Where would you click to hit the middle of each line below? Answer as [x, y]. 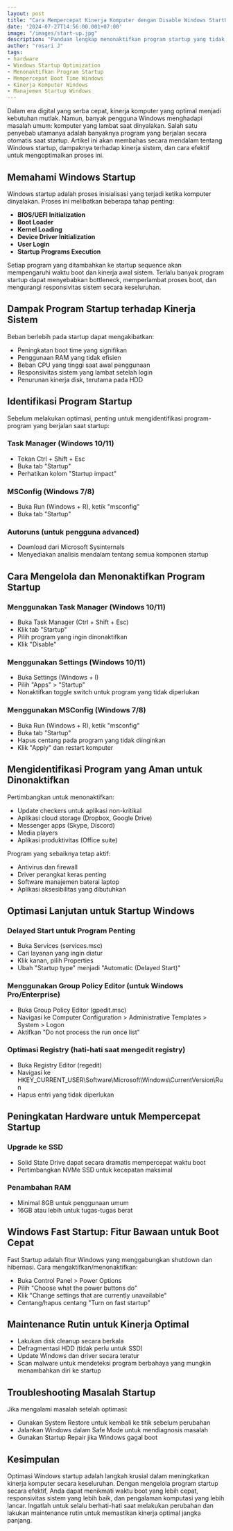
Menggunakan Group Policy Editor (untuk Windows [95, 986]
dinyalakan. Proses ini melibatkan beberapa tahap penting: [91, 201]
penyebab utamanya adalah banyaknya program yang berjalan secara [107, 133]
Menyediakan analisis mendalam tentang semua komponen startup [113, 555]
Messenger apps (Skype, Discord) [66, 825]
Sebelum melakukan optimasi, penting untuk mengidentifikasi [95, 418]
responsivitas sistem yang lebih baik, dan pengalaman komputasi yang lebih [116, 1498]
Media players [37, 833]
